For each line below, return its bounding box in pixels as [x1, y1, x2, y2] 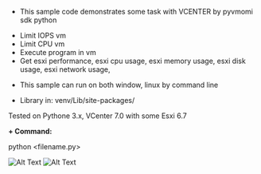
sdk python [19, 15, 57, 25]
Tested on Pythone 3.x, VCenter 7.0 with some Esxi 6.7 [8, 111, 187, 121]
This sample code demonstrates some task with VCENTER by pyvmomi [19, 7, 253, 16]
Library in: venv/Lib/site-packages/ [19, 96, 135, 105]
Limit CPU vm [19, 39, 65, 49]
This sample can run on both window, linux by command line [19, 80, 219, 89]
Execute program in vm [19, 48, 97, 57]
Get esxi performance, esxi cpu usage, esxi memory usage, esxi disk [19, 56, 247, 65]
